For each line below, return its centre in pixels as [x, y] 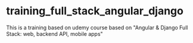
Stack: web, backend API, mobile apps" [55, 33]
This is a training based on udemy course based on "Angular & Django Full [97, 27]
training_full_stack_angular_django [95, 11]
